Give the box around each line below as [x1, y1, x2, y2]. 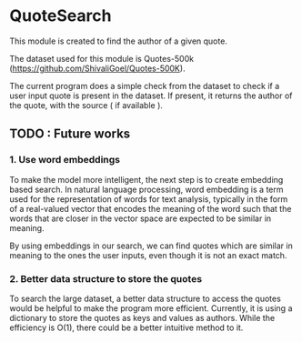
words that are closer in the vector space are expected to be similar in [9, 213, 272, 224]
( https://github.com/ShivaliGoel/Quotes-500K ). [9, 63, 186, 74]
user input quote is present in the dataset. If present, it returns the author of [9, 90, 293, 101]
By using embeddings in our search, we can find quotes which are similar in [9, 240, 293, 251]
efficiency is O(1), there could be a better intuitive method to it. [9, 322, 244, 333]
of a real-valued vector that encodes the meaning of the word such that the [9, 203, 292, 214]
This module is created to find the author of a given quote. [9, 35, 227, 46]
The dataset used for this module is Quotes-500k [9, 53, 194, 64]
